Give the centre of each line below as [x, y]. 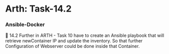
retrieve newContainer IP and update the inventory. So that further [74, 41]
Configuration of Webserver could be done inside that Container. [72, 46]
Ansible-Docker [25, 25]
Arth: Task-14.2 [38, 9]
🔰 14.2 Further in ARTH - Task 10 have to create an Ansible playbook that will [85, 35]
